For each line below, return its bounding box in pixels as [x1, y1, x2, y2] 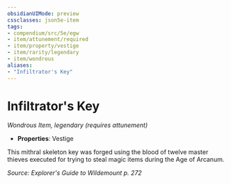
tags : [7, 23, 23, 30]
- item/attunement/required [7, 36, 89, 43]
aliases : [7, 62, 33, 69]
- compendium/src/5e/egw [7, 29, 79, 37]
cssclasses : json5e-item [7, 17, 79, 24]
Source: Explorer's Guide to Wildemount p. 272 [7, 169, 143, 177]
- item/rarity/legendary [7, 49, 79, 56]
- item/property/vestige [7, 42, 79, 49]
